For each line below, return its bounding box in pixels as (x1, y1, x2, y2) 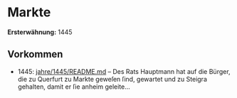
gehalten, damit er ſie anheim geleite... (17, 82, 130, 91)
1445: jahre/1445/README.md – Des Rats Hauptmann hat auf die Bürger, (17, 67, 231, 75)
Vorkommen (7, 48, 63, 60)
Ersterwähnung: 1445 (7, 28, 73, 36)
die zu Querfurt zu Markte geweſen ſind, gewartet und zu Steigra (17, 75, 208, 83)
